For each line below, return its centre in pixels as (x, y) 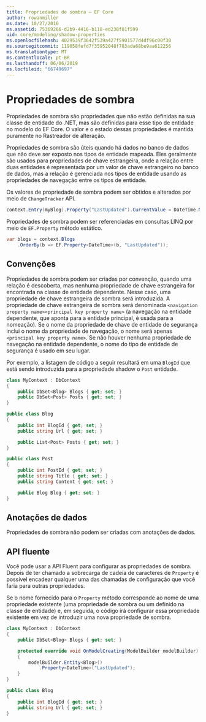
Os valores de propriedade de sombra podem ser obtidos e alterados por (99, 192)
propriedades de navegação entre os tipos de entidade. (77, 180)
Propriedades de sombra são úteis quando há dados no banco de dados (97, 148)
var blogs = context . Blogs (41, 240)
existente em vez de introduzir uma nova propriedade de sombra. (89, 617)
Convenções (31, 264)
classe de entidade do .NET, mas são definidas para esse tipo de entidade (100, 123)
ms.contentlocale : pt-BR (38, 58)
